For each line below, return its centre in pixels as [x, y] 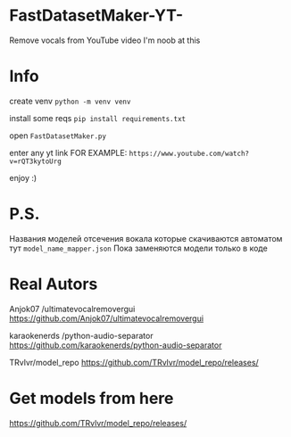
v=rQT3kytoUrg [36, 161]
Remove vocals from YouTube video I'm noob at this [105, 40]
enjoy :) [23, 177]
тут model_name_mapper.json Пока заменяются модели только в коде [138, 248]
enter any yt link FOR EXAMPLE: [68, 153]
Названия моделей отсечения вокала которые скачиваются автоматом [146, 238]
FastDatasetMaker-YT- [96, 16]
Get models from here [91, 398]
